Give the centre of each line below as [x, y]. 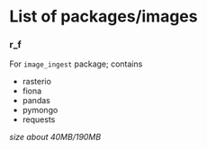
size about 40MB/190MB [55, 137]
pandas [36, 101]
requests [39, 119]
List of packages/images [103, 17]
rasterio [37, 82]
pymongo [40, 110]
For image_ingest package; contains [76, 64]
